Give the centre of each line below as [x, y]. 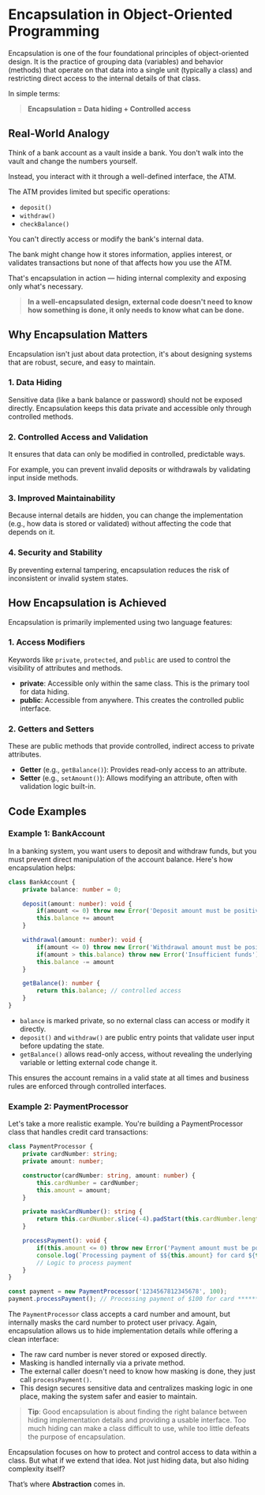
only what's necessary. [46, 286]
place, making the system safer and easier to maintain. [108, 1396]
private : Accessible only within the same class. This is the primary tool [134, 683]
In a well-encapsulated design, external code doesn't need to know [140, 301]
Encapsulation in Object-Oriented [120, 15]
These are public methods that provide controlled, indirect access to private [131, 746]
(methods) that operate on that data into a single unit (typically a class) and [130, 69]
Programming [54, 31]
